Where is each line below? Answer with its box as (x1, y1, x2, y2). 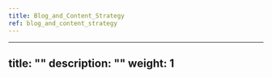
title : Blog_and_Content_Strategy (8, 11, 125, 20)
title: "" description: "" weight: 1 (8, 56, 175, 70)
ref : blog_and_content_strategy (8, 19, 117, 27)
